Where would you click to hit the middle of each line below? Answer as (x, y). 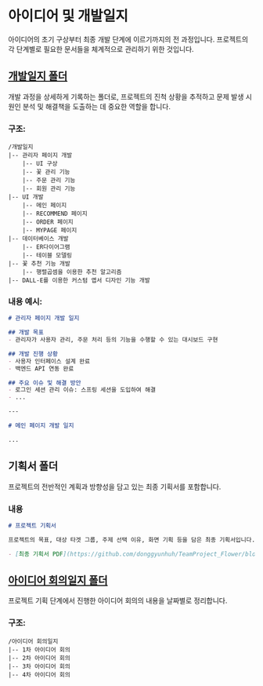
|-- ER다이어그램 (46, 247)
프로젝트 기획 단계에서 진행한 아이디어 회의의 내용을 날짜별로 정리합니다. (118, 600)
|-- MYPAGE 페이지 (50, 231)
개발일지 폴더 (38, 77)
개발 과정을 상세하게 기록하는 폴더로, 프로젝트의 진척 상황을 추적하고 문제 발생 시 (130, 97)
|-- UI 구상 (40, 164)
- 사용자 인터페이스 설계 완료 (49, 361)
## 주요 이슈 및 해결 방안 (45, 383)
